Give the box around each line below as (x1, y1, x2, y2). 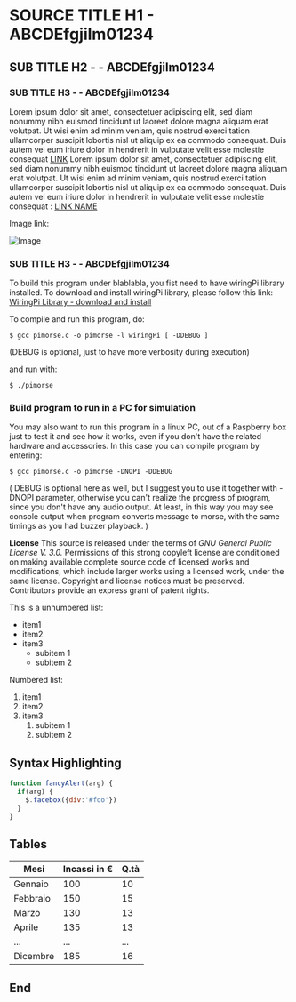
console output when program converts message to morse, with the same (9, 511, 280, 522)
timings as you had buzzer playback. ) (9, 521, 149, 532)
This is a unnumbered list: (9, 602, 104, 613)
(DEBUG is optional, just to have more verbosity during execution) (9, 347, 251, 357)
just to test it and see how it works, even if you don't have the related (9, 431, 262, 442)
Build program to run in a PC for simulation (9, 402, 196, 414)
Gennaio (13, 878, 49, 890)
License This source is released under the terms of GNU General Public (9, 538, 273, 549)
